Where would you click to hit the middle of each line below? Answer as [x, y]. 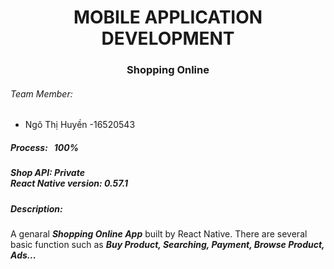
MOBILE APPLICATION [168, 17]
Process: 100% [44, 147]
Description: [36, 208]
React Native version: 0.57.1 [69, 183]
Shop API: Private [47, 173]
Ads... [23, 255]
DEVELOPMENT [168, 38]
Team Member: [41, 93]
